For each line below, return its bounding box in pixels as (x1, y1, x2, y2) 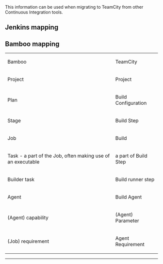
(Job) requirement (7, 238, 49, 245)
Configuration (115, 99, 147, 106)
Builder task (7, 176, 35, 183)
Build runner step (115, 176, 155, 183)
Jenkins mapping (5, 23, 59, 32)
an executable (7, 159, 40, 165)
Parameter (115, 217, 139, 224)
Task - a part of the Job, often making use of (7, 152, 110, 159)
